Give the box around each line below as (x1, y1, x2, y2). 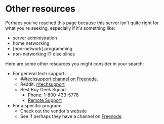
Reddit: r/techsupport (20, 81, 65, 87)
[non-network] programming (12, 45, 72, 51)
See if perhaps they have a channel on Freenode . (20, 113, 123, 119)
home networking (12, 40, 50, 46)
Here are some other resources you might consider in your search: (5, 60, 144, 67)
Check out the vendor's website (20, 108, 87, 114)
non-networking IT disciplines (12, 51, 75, 57)
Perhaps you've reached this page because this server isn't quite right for (5, 20, 159, 26)
